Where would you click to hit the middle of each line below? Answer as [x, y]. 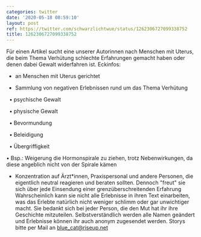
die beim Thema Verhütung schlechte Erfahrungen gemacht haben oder [96, 58]
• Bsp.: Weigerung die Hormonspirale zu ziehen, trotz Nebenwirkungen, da [100, 158]
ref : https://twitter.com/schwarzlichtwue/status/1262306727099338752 [97, 29]
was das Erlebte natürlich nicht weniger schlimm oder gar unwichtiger [102, 202]
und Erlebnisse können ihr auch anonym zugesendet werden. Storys [100, 221]
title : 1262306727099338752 [42, 34]
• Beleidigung [26, 135]
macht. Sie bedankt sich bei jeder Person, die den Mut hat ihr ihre [96, 209]
